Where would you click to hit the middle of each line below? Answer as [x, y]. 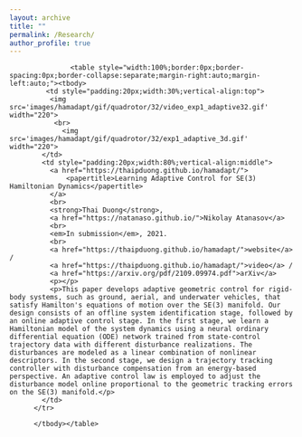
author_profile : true [50, 43]
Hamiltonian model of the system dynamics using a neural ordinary [139, 329]
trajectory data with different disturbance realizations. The [131, 345]
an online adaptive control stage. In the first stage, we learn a [139, 321]
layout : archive [40, 18]
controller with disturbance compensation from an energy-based [133, 369]
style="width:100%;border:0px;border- [171, 68]
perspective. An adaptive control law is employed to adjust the [135, 376]
